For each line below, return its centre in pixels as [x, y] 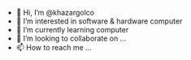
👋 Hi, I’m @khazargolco [55, 13]
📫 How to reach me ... [54, 47]
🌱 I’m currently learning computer [72, 30]
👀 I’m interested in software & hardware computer [99, 21]
